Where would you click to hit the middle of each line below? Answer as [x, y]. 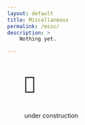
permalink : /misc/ [33, 26]
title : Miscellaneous [38, 20]
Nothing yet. [38, 39]
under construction [51, 116]
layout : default [30, 13]
